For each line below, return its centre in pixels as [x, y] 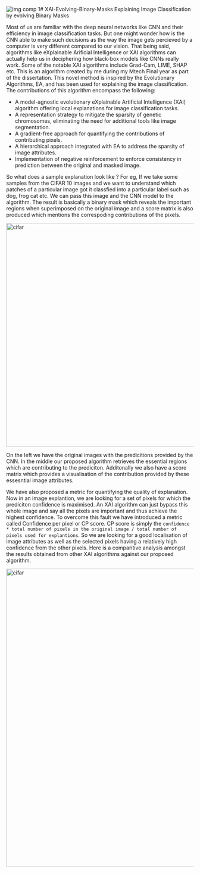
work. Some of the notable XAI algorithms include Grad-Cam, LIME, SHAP [97, 65]
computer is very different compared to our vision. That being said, [88, 46]
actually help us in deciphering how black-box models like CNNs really [93, 59]
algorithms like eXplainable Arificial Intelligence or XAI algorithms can [91, 52]
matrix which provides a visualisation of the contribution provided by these [98, 474]
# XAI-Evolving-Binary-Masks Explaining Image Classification [115, 9]
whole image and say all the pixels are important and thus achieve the [92, 511]
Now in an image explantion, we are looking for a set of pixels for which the [99, 498]
